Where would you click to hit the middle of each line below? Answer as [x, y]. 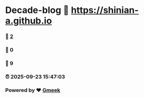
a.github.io [28, 21]
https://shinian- [105, 10]
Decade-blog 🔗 [37, 10]
